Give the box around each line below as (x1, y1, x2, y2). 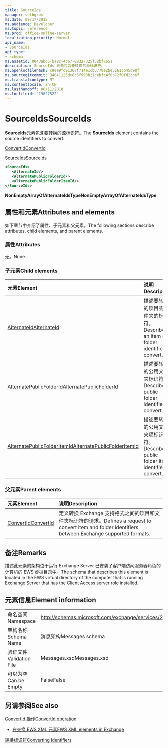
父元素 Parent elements (5, 486, 61, 493)
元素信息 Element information (5, 596, 96, 604)
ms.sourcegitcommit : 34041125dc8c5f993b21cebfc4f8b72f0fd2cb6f (5, 73, 140, 78)
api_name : (5, 40, 26, 45)
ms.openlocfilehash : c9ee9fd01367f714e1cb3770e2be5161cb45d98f (5, 68, 140, 73)
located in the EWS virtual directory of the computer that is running (5, 575, 143, 581)
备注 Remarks (5, 548, 47, 557)
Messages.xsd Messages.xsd (40, 655, 109, 662)
